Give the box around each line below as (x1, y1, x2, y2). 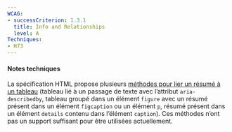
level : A (13, 29, 39, 37)
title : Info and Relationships (13, 23, 105, 30)
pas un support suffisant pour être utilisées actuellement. (7, 117, 174, 126)
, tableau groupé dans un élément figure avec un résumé (41, 95, 209, 103)
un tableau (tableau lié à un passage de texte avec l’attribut (7, 87, 179, 96)
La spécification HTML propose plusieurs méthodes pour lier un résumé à (7, 80, 221, 88)
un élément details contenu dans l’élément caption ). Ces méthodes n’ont (7, 110, 220, 118)
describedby (7, 96, 42, 103)
